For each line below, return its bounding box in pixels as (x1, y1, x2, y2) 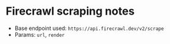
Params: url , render (14, 31, 65, 38)
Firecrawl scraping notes (6, 4, 135, 18)
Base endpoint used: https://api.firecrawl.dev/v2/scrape (14, 24, 164, 32)
